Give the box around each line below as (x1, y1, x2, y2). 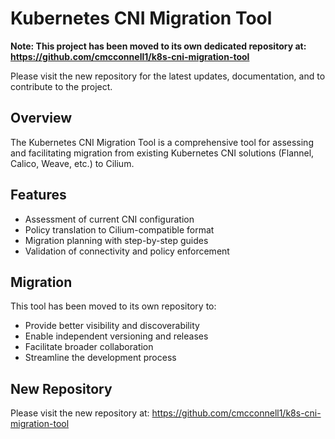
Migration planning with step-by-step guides (24, 234, 209, 246)
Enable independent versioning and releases (24, 330, 209, 342)
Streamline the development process (24, 352, 177, 364)
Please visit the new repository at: (10, 407, 150, 419)
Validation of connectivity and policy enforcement (24, 245, 230, 257)
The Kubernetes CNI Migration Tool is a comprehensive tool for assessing (10, 136, 314, 148)
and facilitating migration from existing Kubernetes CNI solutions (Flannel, (10, 147, 315, 159)
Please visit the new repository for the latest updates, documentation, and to (10, 70, 326, 82)
